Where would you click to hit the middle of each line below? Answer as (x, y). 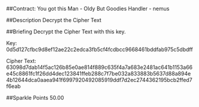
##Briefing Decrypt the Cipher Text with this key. (66, 32)
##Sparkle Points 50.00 (35, 98)
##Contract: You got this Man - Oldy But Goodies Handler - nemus (88, 9)
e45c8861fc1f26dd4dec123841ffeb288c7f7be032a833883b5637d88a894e (99, 73)
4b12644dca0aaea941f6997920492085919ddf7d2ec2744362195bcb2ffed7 (99, 80)
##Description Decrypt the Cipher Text (54, 20)
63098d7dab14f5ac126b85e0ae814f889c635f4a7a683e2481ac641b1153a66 (99, 67)
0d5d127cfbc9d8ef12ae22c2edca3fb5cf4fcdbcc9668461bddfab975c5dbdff (99, 49)
